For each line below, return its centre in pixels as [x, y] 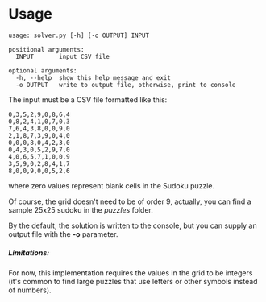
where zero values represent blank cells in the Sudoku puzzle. [112, 185]
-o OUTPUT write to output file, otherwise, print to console [126, 85]
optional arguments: [43, 70]
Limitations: [29, 252]
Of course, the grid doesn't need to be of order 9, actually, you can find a [130, 201]
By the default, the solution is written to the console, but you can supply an [133, 225]
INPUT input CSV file [63, 56]
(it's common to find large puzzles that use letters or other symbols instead [133, 281]
